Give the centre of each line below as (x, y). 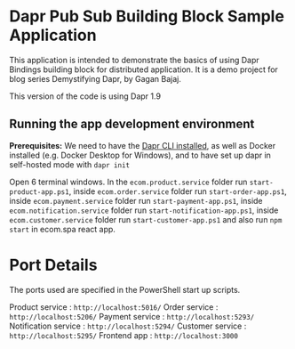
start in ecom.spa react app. (62, 229)
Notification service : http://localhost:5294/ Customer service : (128, 326)
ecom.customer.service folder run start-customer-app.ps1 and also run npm (146, 219)
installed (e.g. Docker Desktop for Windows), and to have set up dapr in (140, 155)
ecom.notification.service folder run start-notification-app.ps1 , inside (144, 210)
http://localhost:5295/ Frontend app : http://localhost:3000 (124, 335)
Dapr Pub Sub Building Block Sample (147, 16)
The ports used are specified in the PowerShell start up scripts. (125, 289)
